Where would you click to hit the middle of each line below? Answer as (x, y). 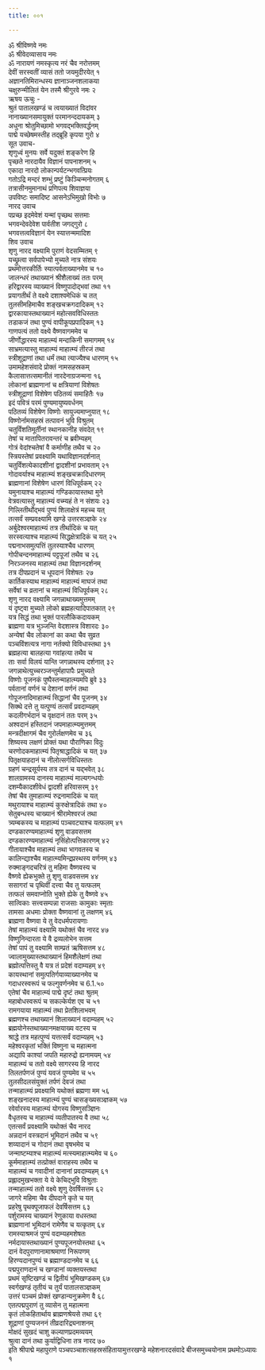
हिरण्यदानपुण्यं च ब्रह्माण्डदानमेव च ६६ (54, 1260)
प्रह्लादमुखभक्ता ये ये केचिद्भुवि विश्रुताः (53, 1179)
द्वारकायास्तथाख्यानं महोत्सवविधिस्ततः (54, 313)
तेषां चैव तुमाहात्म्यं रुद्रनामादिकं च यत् (53, 796)
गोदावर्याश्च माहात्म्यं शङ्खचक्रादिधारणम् (57, 474)
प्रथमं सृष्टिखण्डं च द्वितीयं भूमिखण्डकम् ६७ (60, 1278)
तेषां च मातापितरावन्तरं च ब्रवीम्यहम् (50, 438)
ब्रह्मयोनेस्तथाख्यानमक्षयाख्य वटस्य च (52, 1028)
